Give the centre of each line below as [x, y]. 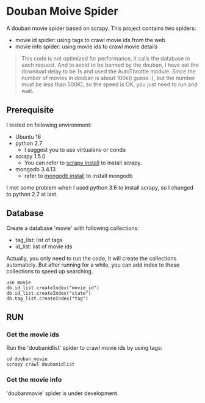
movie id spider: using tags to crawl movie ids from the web [90, 40]
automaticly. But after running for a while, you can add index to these [93, 265]
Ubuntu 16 [28, 136]
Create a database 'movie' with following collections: [73, 228]
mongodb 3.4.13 [35, 169]
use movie [19, 283]
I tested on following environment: [49, 125]
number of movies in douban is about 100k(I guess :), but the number [108, 78]
